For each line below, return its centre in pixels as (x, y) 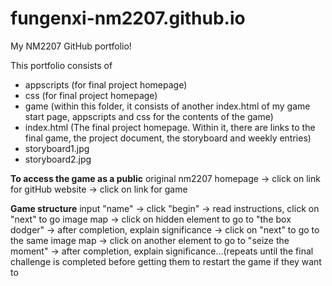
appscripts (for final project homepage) (106, 84)
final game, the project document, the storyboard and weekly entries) (168, 138)
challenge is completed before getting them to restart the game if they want (166, 261)
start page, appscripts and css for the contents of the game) (149, 116)
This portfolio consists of (61, 65)
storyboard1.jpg (57, 148)
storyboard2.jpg (58, 159)
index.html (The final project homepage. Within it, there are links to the (170, 127)
